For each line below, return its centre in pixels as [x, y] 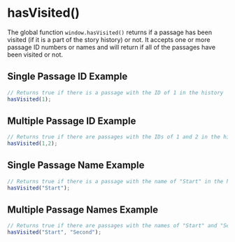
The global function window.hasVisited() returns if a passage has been [109, 32]
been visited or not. [35, 55]
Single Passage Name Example [76, 165]
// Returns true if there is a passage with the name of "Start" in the [115, 181]
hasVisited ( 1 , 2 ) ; [33, 144]
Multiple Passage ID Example [72, 121]
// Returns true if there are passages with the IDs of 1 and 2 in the [114, 137]
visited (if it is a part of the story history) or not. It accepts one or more [109, 39]
